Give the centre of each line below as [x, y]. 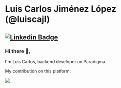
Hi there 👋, [18, 51]
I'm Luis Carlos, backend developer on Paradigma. [56, 61]
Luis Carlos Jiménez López [61, 9]
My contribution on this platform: [38, 71]
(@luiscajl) [28, 19]
